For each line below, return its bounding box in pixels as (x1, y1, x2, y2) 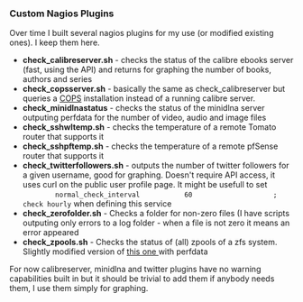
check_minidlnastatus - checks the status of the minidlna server (22, 103, 265, 114)
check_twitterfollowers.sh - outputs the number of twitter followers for (22, 160, 290, 171)
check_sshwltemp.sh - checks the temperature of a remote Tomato (22, 122, 277, 133)
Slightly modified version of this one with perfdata (22, 246, 208, 257)
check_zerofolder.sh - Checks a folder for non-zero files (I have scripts (22, 208, 290, 219)
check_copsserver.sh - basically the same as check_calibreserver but (22, 84, 286, 95)
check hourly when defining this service (22, 198, 172, 209)
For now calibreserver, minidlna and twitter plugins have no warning (9, 264, 262, 275)
